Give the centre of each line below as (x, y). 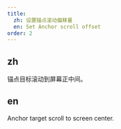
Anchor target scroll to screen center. (61, 118)
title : (17, 14)
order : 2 (20, 33)
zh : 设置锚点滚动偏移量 (43, 20)
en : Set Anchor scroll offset (57, 26)
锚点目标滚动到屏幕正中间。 (47, 79)
